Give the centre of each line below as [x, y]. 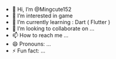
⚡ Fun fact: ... [29, 51]
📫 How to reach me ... [40, 35]
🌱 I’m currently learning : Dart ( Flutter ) [61, 22]
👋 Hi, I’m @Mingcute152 [42, 9]
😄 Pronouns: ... [32, 44]
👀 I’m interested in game [42, 16]
